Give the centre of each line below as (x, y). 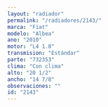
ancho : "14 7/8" (31, 79)
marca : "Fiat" (28, 27)
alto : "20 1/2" (29, 73)
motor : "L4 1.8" (31, 46)
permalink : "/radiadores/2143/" (54, 20)
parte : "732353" (31, 60)
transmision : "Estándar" (43, 53)
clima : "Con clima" (36, 66)
